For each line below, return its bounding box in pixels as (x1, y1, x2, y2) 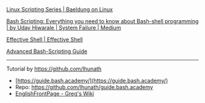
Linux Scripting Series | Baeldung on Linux (6, 6, 113, 13)
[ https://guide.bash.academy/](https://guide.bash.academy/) (15, 77, 168, 84)
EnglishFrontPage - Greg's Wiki (15, 90, 95, 97)
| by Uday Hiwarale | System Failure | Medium (6, 24, 121, 31)
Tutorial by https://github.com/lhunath (6, 65, 102, 73)
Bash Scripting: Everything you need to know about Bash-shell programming (6, 18, 199, 24)
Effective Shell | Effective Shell (6, 36, 84, 43)
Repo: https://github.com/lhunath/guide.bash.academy (15, 83, 154, 91)
